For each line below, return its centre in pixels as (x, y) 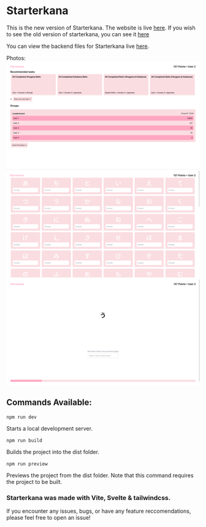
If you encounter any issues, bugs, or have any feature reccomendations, (99, 511)
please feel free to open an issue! (48, 518)
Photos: (16, 58)
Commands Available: (49, 402)
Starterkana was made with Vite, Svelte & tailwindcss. (89, 498)
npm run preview (27, 464)
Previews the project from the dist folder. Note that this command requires (100, 475)
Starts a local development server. (50, 428)
